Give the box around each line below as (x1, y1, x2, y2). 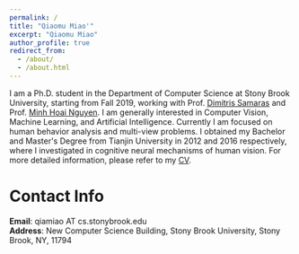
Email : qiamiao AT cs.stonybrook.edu (9, 215, 147, 226)
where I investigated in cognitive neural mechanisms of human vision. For (9, 145, 281, 155)
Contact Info (9, 186, 105, 206)
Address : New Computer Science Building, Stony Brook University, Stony (9, 225, 281, 236)
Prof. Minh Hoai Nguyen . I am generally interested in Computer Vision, (9, 107, 269, 118)
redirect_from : (9, 47, 66, 56)
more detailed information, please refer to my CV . (9, 154, 191, 165)
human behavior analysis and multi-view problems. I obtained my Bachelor (9, 126, 286, 136)
